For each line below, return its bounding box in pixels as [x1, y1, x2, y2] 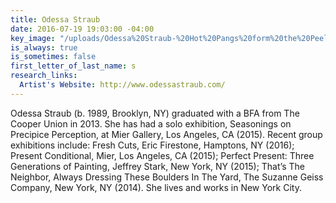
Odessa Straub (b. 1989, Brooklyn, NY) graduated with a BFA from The [10, 107, 300, 119]
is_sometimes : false [10, 52, 97, 62]
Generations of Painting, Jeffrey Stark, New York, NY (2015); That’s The [10, 160, 305, 172]
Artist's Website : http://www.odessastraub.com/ [19, 80, 226, 90]
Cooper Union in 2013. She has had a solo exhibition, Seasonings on [10, 117, 292, 130]
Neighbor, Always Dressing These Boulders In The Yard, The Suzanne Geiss [10, 171, 324, 183]
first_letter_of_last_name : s [10, 61, 137, 71]
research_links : [10, 71, 78, 81]
